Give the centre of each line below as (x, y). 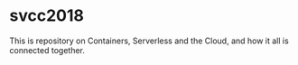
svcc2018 (47, 16)
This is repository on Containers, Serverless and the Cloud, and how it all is (149, 41)
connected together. (47, 50)
